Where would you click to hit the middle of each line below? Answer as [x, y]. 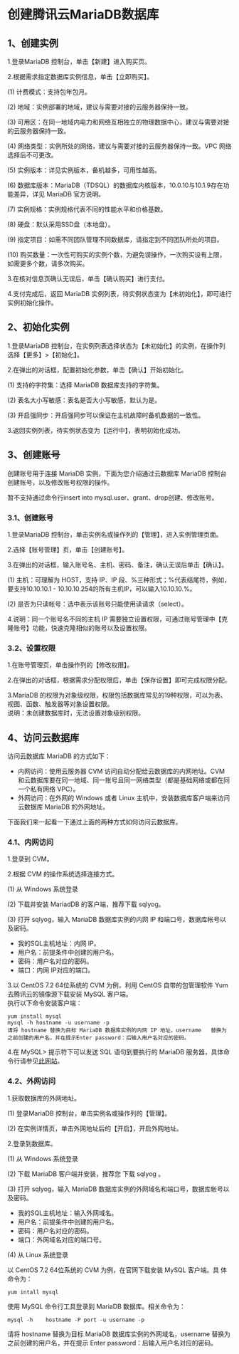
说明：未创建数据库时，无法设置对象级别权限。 [76, 713]
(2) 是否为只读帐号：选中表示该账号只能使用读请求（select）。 [98, 604]
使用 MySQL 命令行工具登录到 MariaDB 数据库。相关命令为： [97, 1306]
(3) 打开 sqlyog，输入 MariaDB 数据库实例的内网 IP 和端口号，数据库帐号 [114, 920]
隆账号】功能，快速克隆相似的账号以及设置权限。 [79, 628]
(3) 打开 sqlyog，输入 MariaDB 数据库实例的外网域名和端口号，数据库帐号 [116, 1189]
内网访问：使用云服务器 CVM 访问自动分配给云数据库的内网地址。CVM [121, 771]
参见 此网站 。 [45, 1061]
